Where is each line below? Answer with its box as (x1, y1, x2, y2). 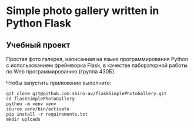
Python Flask (6, 16, 72, 30)
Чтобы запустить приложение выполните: (6, 79, 112, 86)
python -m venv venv (6, 101, 57, 107)
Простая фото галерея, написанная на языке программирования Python (6, 56, 189, 62)
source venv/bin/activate (6, 106, 69, 112)
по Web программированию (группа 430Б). (6, 68, 116, 75)
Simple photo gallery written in (6, 4, 159, 18)
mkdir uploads (6, 116, 41, 122)
